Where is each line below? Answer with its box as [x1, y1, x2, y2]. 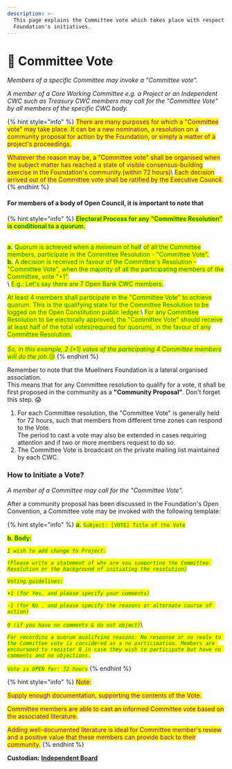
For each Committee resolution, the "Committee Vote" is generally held [17, 408, 220, 417]
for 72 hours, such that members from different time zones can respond [17, 416, 223, 424]
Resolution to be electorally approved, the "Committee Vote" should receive [7, 315, 223, 323]
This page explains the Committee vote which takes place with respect [13, 17, 225, 24]
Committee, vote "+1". [7, 272, 70, 280]
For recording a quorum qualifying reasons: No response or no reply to [7, 633, 222, 640]
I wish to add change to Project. [7, 547, 107, 554]
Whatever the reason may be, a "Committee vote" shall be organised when [7, 154, 220, 162]
